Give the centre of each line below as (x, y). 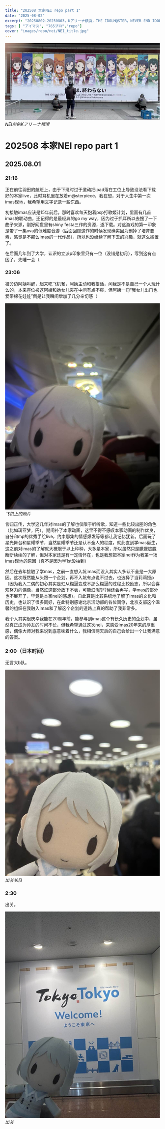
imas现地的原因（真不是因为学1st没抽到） (47, 561)
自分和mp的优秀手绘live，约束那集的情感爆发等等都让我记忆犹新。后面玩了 (81, 536)
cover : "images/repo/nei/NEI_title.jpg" (47, 31)
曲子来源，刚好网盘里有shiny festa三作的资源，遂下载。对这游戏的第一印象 (81, 224)
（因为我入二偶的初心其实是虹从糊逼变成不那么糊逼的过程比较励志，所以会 (80, 583)
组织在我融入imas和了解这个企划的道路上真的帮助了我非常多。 (76, 608)
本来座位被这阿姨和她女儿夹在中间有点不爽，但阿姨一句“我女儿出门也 (88, 290)
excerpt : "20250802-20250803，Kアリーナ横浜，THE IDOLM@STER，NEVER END (78, 21)
